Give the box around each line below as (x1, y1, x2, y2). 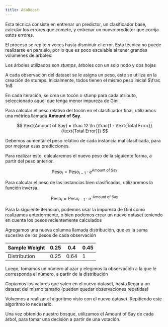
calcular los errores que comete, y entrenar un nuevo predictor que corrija (5, 26, 159, 33)
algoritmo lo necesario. (5, 301, 53, 307)
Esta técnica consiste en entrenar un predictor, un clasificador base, (5, 21, 147, 27)
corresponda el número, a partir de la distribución (5, 271, 108, 277)
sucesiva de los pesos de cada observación (5, 232, 97, 238)
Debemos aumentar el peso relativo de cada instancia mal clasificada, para (5, 137, 161, 143)
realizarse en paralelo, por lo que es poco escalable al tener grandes (5, 47, 147, 53)
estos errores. (5, 32, 34, 38)
